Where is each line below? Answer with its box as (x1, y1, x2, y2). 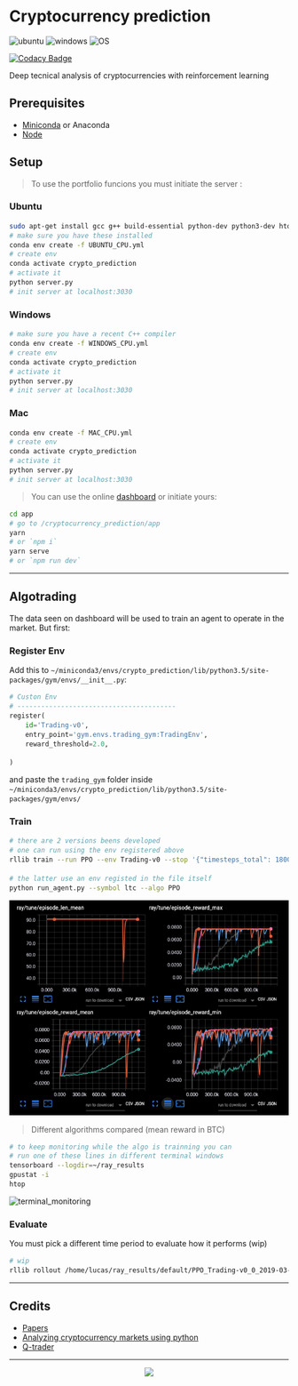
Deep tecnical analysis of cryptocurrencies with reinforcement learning (9, 69, 269, 81)
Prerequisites (9, 96, 85, 111)
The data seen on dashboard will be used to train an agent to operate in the (9, 613, 285, 623)
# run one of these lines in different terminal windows (9, 1151, 224, 1161)
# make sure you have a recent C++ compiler (9, 330, 176, 339)
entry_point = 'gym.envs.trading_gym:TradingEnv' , (25, 730, 208, 739)
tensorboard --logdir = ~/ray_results (9, 1161, 145, 1170)
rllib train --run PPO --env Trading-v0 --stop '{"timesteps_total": (9, 855, 272, 864)
